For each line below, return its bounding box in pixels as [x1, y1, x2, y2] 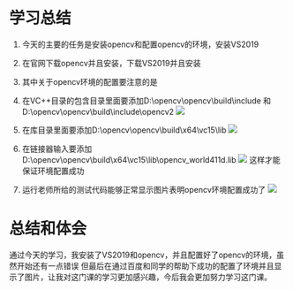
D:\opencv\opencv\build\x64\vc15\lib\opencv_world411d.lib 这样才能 [21, 154, 281, 164]
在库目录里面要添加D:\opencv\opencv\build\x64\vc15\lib [21, 125, 227, 135]
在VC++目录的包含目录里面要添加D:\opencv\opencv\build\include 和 [21, 95, 272, 106]
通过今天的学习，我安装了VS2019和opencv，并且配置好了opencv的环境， [9, 249, 277, 260]
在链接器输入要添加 [21, 143, 93, 154]
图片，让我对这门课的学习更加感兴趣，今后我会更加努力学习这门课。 [24, 271, 272, 282]
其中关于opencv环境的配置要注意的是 [21, 76, 158, 87]
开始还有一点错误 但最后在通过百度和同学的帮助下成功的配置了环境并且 [16, 260, 274, 271]
